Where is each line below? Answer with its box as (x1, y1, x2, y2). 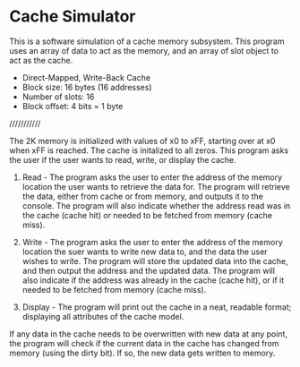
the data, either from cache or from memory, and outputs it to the (21, 191, 264, 201)
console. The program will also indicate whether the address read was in (21, 200, 291, 211)
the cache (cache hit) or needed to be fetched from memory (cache (21, 209, 273, 220)
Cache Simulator (9, 6, 136, 27)
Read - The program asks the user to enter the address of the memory (21, 172, 283, 183)
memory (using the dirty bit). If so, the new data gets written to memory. (9, 347, 276, 358)
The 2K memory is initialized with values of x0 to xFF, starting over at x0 (9, 135, 276, 146)
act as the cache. (9, 55, 73, 65)
